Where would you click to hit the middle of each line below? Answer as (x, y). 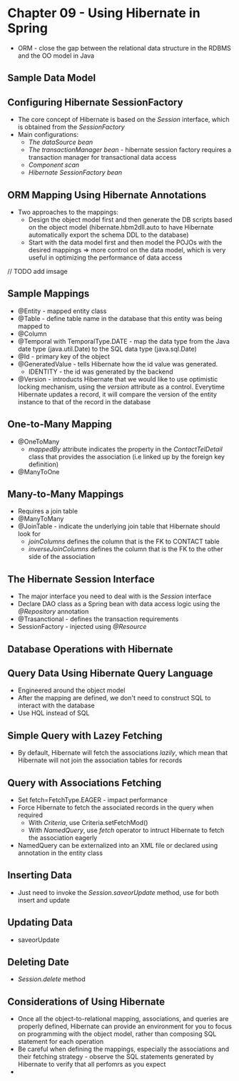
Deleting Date (38, 962)
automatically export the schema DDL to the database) (108, 235)
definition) (44, 464)
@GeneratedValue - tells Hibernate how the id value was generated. (118, 364)
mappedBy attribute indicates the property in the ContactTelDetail (125, 449)
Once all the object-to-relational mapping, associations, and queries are (123, 1019)
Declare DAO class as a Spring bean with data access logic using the (119, 604)
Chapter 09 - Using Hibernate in (104, 13)
